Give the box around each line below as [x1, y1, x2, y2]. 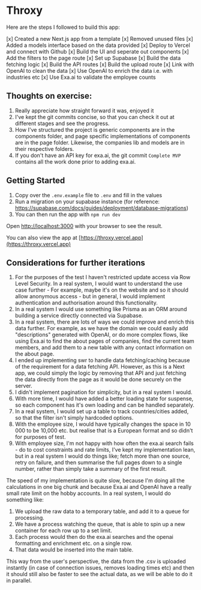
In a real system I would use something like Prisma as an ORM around [14, 306, 187, 313]
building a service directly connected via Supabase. [14, 312, 143, 319]
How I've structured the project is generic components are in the [14, 126, 175, 133]
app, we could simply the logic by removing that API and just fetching [14, 369, 187, 376]
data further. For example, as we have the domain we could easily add [14, 325, 188, 332]
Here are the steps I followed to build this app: [6, 23, 120, 31]
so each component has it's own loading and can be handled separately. [14, 401, 195, 409]
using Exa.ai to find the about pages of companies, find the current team [14, 337, 195, 345]
